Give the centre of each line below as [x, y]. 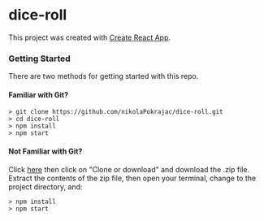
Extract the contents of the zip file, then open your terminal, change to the [132, 178]
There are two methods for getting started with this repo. [104, 76]
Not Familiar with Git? [45, 151]
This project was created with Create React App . [90, 37]
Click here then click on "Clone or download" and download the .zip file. [129, 169]
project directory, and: [45, 186]
